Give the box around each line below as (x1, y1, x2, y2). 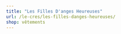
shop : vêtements (6, 19, 45, 25)
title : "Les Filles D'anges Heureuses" (6, 8, 103, 14)
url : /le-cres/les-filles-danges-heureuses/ (6, 14, 116, 20)
